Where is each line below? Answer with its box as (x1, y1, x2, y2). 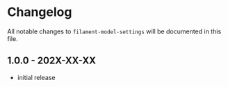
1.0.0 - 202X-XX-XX (7, 55, 96, 67)
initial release (17, 73, 56, 81)
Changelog (7, 4, 72, 20)
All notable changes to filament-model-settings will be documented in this (7, 27, 222, 35)
